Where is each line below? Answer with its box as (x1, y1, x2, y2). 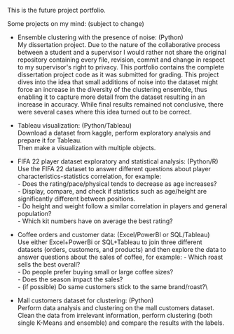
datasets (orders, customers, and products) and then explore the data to (17, 246, 226, 253)
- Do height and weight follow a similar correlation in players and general (17, 202, 228, 210)
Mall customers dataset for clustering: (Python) (17, 296, 154, 305)
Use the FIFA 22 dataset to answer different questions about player (17, 165, 212, 173)
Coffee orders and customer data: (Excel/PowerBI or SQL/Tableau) (17, 231, 210, 239)
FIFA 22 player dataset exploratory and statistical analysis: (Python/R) (17, 157, 219, 166)
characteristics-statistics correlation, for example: (17, 172, 162, 180)
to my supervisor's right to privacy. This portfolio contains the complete (17, 63, 224, 71)
